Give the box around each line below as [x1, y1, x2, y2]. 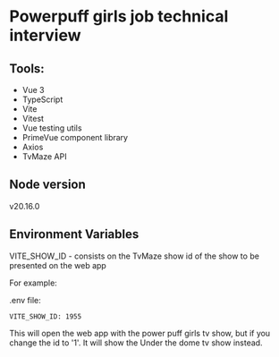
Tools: [9, 61, 45, 76]
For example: [9, 277, 58, 288]
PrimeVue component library [21, 132, 128, 142]
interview [9, 25, 81, 46]
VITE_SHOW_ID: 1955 [9, 311, 82, 321]
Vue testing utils [21, 123, 82, 133]
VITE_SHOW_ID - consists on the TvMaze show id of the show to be [9, 251, 259, 261]
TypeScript [21, 94, 63, 105]
